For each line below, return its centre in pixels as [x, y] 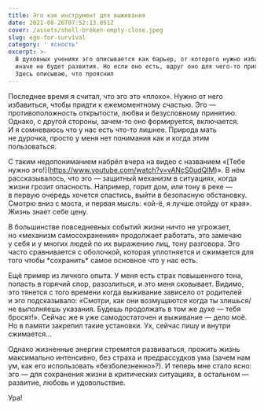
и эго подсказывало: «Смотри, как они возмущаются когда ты [113, 300]
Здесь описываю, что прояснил [64, 74]
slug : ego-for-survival [47, 37]
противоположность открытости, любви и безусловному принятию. [123, 113]
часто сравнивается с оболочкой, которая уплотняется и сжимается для [131, 251]
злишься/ [235, 300]
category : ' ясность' [44, 45]
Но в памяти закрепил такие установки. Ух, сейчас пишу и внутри [119, 325]
